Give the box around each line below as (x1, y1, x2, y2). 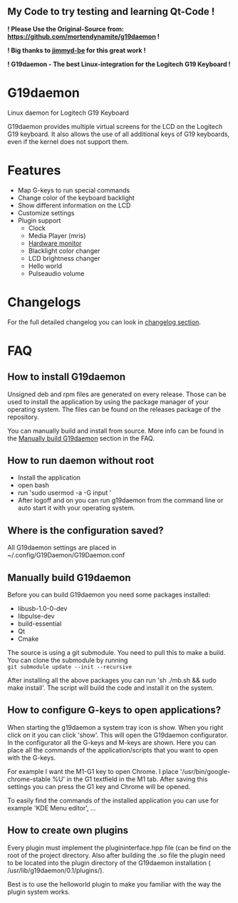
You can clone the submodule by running (7, 656, 128, 665)
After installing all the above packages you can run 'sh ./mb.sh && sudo (7, 676, 217, 685)
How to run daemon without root (7, 455, 155, 467)
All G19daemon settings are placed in (7, 543, 117, 552)
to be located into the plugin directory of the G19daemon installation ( (7, 858, 212, 867)
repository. (7, 413, 39, 421)
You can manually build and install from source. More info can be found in (7, 426, 224, 435)
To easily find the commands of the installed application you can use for (7, 796, 219, 805)
